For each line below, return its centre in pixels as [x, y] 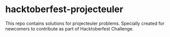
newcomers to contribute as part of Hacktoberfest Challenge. [70, 28]
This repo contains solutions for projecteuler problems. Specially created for [85, 23]
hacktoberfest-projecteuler [64, 9]
